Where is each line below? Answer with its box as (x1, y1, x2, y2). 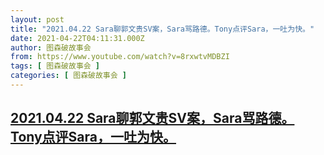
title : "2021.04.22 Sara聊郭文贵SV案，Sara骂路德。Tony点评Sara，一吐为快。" (10, 24, 315, 34)
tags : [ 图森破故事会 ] (10, 61, 100, 71)
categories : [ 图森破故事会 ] (10, 71, 127, 81)
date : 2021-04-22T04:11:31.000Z (10, 33, 145, 43)
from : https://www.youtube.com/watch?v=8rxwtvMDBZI (10, 52, 230, 62)
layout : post (10, 14, 65, 25)
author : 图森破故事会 (10, 42, 92, 53)
